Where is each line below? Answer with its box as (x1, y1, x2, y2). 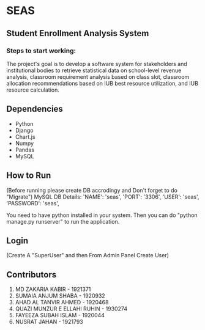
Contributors (6, 269, 57, 280)
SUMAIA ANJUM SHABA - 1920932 (15, 292, 105, 299)
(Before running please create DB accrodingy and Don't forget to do (6, 186, 177, 194)
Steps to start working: (6, 46, 76, 55)
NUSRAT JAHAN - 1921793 (15, 318, 84, 326)
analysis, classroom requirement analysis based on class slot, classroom (6, 73, 190, 80)
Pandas (15, 146, 35, 153)
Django (15, 127, 34, 134)
